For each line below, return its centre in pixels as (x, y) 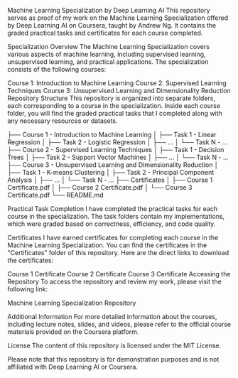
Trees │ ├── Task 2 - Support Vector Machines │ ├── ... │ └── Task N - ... (118, 157)
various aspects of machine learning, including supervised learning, (107, 54)
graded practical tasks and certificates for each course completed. (105, 33)
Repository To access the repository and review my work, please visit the (114, 281)
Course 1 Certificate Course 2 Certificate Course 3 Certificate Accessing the (119, 274)
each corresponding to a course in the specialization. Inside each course (114, 106)
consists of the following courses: (57, 69)
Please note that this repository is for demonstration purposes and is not (113, 359)
